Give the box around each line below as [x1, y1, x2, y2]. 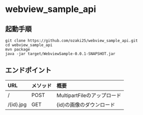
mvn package [5, 47, 30, 52]
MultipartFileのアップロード [56, 91, 121, 98]
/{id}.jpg [8, 101, 27, 108]
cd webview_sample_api [5, 42, 53, 47]
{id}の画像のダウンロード [56, 101, 115, 108]
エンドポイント [5, 66, 52, 74]
